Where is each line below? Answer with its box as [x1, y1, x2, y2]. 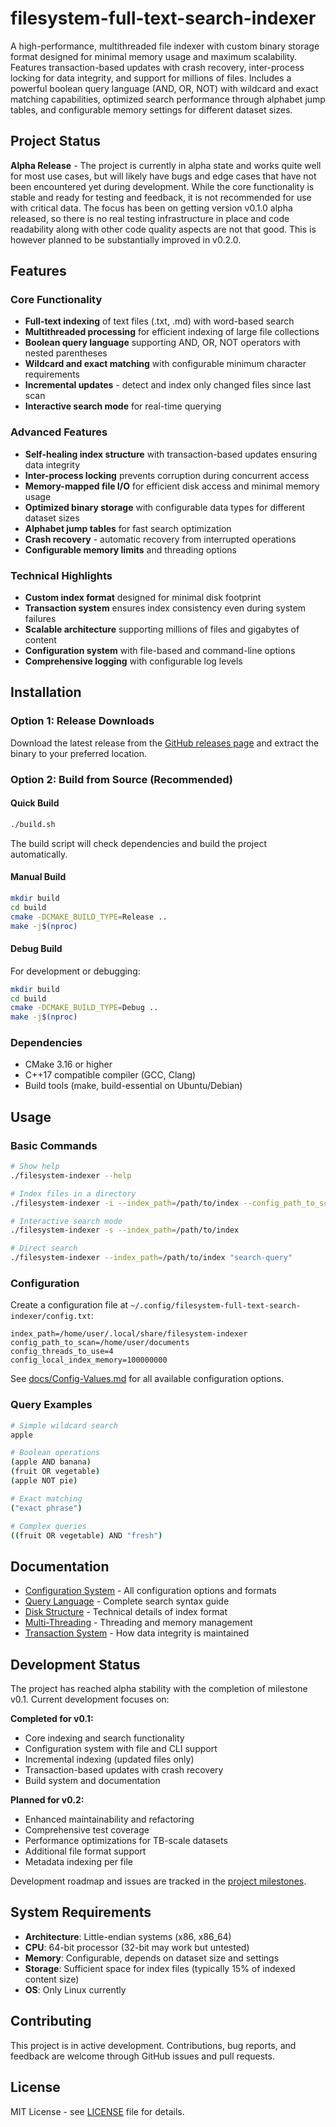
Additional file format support [24, 1845, 147, 1857]
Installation [10, 684, 82, 701]
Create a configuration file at [10, 1299, 129, 1311]
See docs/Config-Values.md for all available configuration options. [10, 1373, 285, 1385]
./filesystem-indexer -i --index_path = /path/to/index [10, 1198, 240, 1208]
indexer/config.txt [10, 1312, 92, 1322]
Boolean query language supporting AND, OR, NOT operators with [24, 337, 301, 349]
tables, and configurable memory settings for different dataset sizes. [10, 103, 293, 116]
